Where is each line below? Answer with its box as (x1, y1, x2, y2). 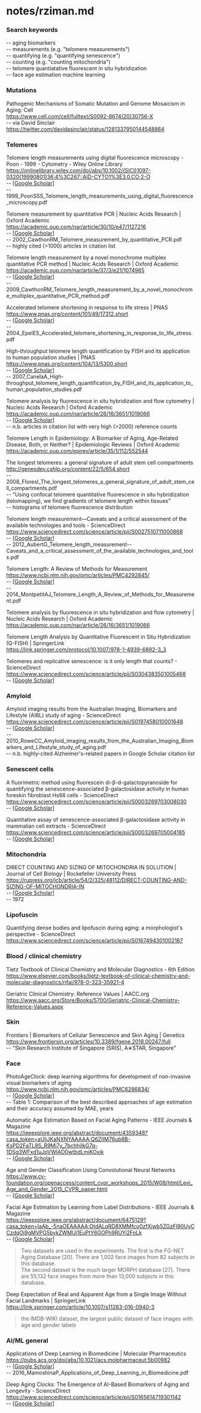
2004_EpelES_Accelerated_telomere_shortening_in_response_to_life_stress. (6, 329, 193, 337)
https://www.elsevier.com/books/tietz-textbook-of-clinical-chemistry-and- (6, 972, 190, 979)
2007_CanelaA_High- (12, 373, 64, 380)
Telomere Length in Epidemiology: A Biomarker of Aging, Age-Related (6, 434, 178, 442)
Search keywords (6, 26, 58, 34)
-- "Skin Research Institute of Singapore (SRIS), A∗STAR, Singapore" (6, 1044, 176, 1051)
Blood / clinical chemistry (6, 952, 82, 961)
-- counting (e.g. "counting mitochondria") (6, 58, 111, 65)
